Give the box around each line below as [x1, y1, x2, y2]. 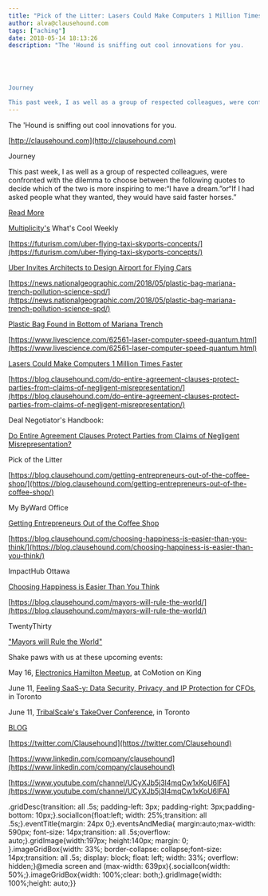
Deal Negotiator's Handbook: [8, 415, 104, 425]
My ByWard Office [8, 502, 69, 512]
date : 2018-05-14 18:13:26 [8, 34, 98, 42]
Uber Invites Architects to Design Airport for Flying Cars [8, 262, 192, 272]
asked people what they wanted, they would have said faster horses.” [8, 192, 237, 202]
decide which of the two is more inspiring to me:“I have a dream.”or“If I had [8, 183, 255, 193]
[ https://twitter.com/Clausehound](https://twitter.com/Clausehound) [8, 738, 232, 748]
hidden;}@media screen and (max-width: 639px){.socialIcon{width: [8, 861, 231, 870]
